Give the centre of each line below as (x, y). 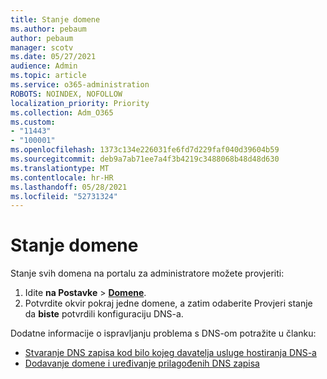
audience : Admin (44, 66)
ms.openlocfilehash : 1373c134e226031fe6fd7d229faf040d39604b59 (145, 150)
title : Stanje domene (55, 19)
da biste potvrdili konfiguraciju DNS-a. (104, 314)
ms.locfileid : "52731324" (64, 196)
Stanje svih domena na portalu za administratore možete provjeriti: (147, 273)
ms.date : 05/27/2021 (53, 57)
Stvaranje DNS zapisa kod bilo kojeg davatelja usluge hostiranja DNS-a (170, 353)
